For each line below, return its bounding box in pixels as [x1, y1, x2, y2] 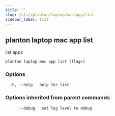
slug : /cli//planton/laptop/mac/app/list [5, 12, 95, 17]
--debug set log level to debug [18, 105, 93, 111]
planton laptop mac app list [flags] [5, 59, 85, 64]
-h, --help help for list [10, 82, 70, 88]
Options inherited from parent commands [5, 94, 110, 101]
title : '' [5, 7, 26, 13]
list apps [5, 49, 23, 55]
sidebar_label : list [5, 17, 49, 22]
